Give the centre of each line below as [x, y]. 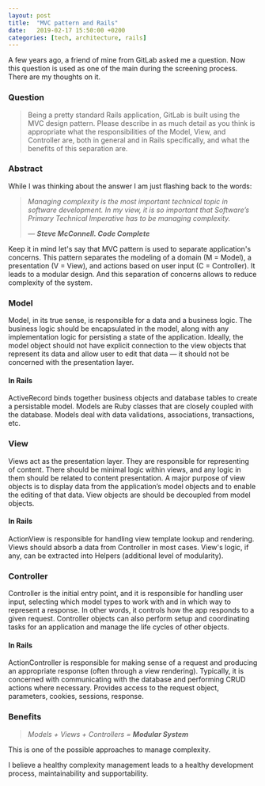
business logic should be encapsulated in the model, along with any [119, 328]
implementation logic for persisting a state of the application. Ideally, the [126, 337]
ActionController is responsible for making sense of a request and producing [133, 663]
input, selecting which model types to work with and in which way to [120, 602]
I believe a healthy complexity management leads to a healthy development [131, 765]
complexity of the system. [51, 283]
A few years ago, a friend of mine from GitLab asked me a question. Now [127, 60]
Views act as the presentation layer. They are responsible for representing [129, 461]
